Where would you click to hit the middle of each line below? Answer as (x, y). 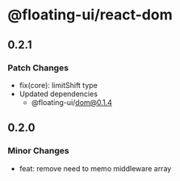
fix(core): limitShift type (58, 85)
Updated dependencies (59, 94)
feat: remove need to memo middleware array (95, 168)
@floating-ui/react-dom (90, 15)
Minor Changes (38, 151)
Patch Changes (38, 68)
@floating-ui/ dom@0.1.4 (71, 102)
